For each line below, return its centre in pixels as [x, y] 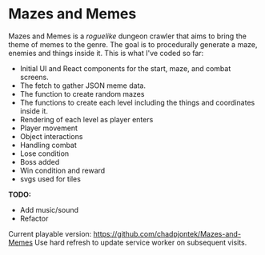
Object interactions [51, 136]
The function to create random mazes [82, 94]
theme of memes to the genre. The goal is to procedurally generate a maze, [133, 44]
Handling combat [48, 145]
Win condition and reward [62, 170]
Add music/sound [49, 209]
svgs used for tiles [50, 179]
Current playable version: [50, 233]
